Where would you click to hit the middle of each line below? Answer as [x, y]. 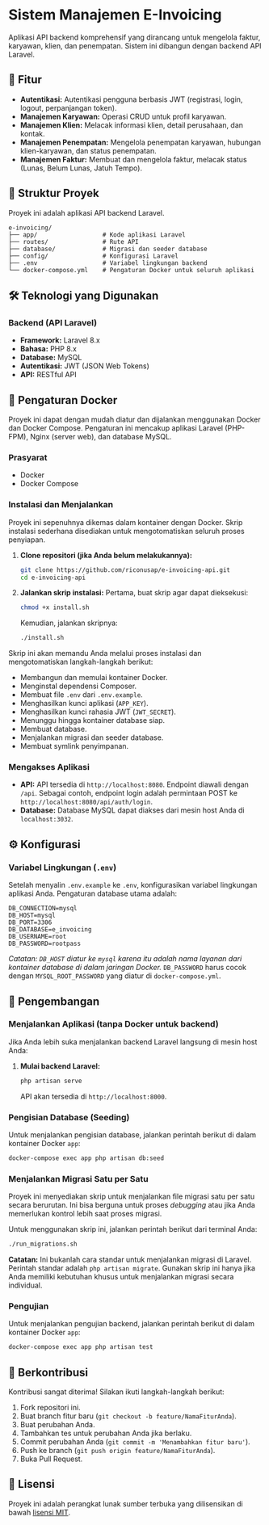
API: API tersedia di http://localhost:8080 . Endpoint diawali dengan [134, 784]
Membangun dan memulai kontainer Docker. [94, 678]
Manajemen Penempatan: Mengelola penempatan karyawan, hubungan [141, 142]
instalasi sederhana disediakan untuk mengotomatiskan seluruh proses [126, 531]
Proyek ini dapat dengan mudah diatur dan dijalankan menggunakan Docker [134, 420]
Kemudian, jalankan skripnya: [69, 623]
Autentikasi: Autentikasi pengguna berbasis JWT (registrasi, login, [131, 99]
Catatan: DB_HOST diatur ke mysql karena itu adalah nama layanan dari [125, 959]
